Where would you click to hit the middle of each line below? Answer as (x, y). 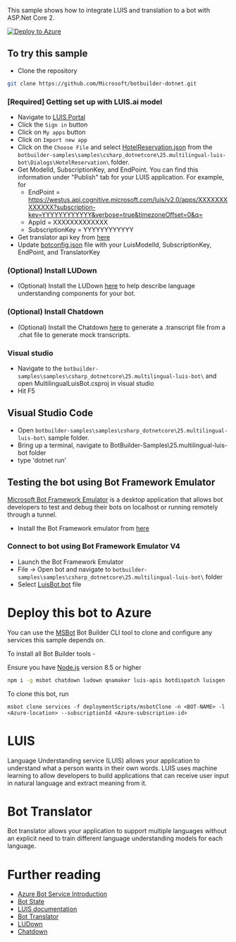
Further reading (54, 875)
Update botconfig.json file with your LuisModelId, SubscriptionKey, (114, 245)
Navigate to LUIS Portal (51, 117)
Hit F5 (26, 391)
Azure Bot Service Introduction (62, 894)
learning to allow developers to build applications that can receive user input (118, 775)
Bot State (31, 902)
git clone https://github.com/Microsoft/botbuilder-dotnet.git (102, 83)
